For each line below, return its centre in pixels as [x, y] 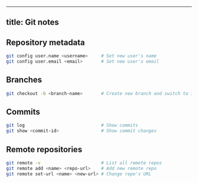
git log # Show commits [72, 125]
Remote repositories [44, 149]
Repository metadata [46, 42]
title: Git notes [33, 22]
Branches [24, 80]
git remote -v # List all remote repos [84, 163]
